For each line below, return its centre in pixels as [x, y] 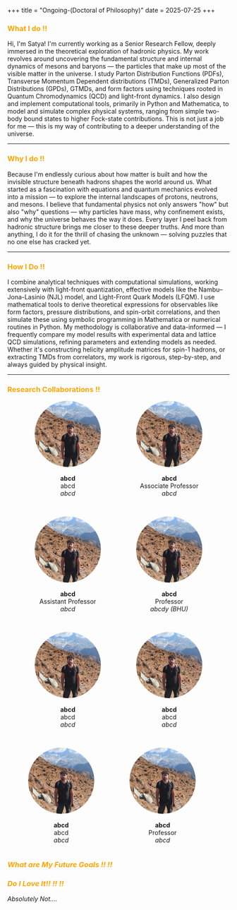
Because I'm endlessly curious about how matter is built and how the [108, 174]
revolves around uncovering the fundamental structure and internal [105, 59]
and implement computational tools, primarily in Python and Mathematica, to [118, 104]
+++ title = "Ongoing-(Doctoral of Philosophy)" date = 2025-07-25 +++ [111, 10]
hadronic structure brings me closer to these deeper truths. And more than [116, 227]
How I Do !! [26, 266]
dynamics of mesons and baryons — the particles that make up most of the [117, 66]
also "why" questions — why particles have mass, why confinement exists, [116, 212]
